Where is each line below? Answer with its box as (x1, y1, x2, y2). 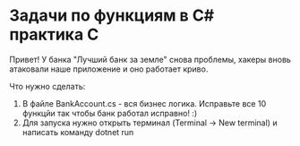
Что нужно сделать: (9, 81, 86, 91)
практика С (9, 24, 99, 45)
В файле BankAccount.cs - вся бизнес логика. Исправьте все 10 (21, 98, 267, 108)
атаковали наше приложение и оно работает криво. (9, 64, 209, 74)
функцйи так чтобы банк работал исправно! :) (21, 107, 198, 118)
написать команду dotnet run (21, 126, 134, 137)
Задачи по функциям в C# (9, 5, 215, 26)
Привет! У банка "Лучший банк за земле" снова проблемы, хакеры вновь (9, 54, 291, 64)
